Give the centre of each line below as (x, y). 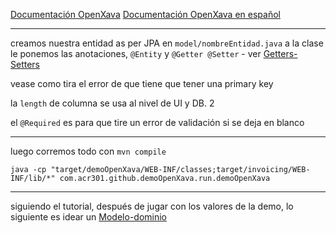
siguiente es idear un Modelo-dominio (89, 217)
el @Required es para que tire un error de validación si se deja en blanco (157, 122)
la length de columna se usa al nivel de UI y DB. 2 (112, 103)
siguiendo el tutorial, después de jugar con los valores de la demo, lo (152, 206)
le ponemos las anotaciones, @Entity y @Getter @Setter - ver (136, 53)
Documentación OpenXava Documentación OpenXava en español (145, 14)
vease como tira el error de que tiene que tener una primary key (142, 83)
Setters (25, 64)
